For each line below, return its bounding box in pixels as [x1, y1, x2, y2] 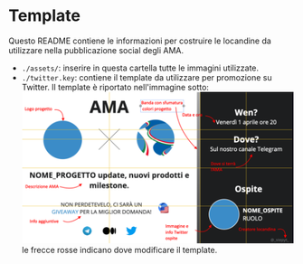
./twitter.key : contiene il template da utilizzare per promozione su [21, 71, 272, 82]
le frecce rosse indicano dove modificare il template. [21, 245, 218, 256]
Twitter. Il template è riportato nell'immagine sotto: [21, 81, 210, 92]
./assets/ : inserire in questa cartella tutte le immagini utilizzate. [21, 62, 260, 73]
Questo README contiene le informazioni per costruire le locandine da [8, 35, 272, 46]
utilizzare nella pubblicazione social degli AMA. [8, 44, 185, 55]
